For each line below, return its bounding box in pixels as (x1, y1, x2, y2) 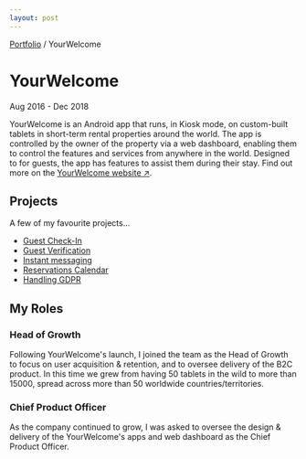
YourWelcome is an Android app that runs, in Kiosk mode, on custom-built (9, 118, 289, 129)
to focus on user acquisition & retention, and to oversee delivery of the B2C (9, 358, 293, 370)
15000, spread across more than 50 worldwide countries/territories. (9, 379, 265, 390)
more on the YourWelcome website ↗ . (9, 166, 153, 178)
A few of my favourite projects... (9, 218, 131, 229)
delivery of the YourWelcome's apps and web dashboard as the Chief (9, 432, 271, 443)
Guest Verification (22, 245, 91, 256)
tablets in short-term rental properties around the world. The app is (9, 128, 262, 139)
